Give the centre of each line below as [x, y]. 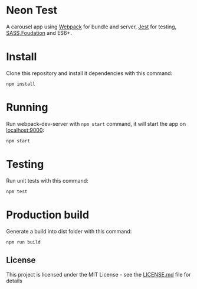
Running [27, 108]
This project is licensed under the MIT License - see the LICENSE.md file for [98, 274]
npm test [17, 191]
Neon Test [32, 10]
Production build [48, 215]
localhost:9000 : [25, 130]
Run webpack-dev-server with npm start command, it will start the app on [96, 124]
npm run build [24, 242]
